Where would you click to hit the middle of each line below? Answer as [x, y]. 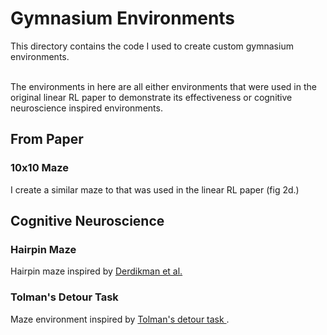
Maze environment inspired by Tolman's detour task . [120, 319]
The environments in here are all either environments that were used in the [163, 86]
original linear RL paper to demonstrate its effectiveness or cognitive [151, 97]
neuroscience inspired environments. [86, 108]
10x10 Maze [40, 168]
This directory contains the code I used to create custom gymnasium [152, 46]
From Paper [47, 139]
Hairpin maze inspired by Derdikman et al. [96, 271]
